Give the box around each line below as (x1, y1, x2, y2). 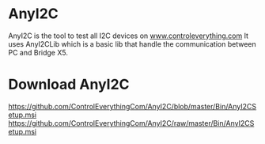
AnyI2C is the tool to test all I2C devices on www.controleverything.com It (8, 31, 249, 40)
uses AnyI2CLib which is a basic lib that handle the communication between (8, 39, 257, 48)
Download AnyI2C (8, 76, 130, 93)
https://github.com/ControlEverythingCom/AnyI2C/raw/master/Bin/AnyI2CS (8, 118, 255, 127)
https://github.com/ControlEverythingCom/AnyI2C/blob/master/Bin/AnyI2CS (8, 101, 257, 111)
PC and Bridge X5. (8, 47, 69, 57)
